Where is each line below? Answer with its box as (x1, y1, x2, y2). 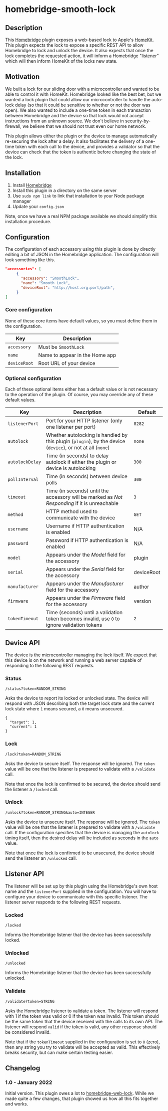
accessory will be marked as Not (45, 494, 123, 501)
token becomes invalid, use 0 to (45, 615, 120, 622)
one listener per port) (45, 424, 96, 431)
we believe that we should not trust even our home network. (22, 123, 146, 129)
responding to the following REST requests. (5, 662, 94, 668)
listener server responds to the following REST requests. (5, 899, 121, 905)
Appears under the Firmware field (45, 595, 125, 602)
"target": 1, (9, 720, 37, 725)
